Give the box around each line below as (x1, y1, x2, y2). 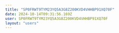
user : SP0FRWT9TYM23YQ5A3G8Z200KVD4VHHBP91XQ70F (5, 16, 108, 21)
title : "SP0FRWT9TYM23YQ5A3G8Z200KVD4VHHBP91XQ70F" (5, 7, 115, 12)
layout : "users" (5, 20, 39, 26)
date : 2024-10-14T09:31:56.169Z (5, 12, 72, 16)
